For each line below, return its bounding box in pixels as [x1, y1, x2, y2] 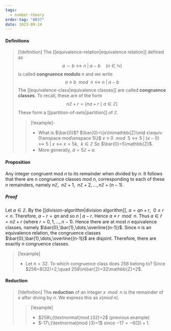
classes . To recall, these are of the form [17, 93, 102, 99]
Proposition [5, 159, 31, 165]
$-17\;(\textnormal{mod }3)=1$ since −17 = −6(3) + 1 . [38, 320, 150, 326]
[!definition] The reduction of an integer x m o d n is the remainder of [17, 289, 164, 295]
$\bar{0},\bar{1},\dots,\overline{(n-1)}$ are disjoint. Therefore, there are [5, 235, 157, 241]
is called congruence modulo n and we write [17, 71, 113, 77]
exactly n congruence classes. [5, 240, 70, 246]
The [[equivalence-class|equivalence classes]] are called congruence [17, 87, 166, 93]
